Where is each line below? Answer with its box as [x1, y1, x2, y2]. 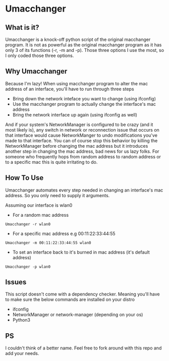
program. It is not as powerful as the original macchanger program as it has [5, 42, 162, 48]
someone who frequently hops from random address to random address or [5, 153, 161, 159]
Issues [5, 278, 27, 286]
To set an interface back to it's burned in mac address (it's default [12, 249, 150, 255]
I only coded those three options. [5, 52, 74, 58]
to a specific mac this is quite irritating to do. [5, 159, 98, 165]
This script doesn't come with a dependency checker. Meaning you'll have [5, 291, 160, 297]
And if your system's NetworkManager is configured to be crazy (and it [5, 122, 153, 128]
